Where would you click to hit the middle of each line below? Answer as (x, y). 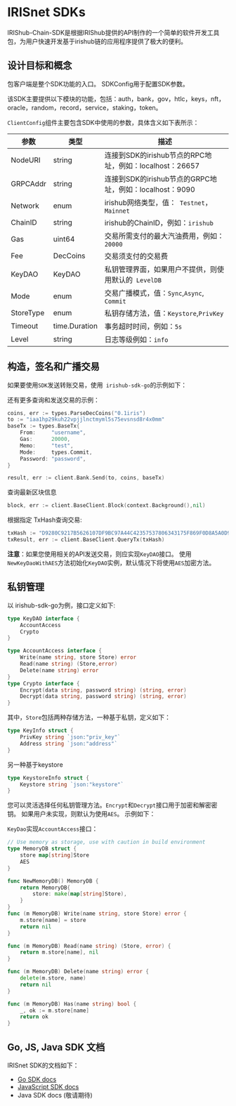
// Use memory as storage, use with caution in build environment (106, 842)
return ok (34, 1017)
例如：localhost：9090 (157, 189)
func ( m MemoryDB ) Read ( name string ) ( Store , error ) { (89, 946)
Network (25, 206)
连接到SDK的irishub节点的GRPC (157, 178)
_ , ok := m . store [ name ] (55, 1010)
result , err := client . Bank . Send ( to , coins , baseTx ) (86, 478)
